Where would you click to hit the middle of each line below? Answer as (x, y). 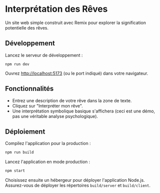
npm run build (20, 152)
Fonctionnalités (29, 89)
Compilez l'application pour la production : (48, 143)
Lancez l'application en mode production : (48, 162)
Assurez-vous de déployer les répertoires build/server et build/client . (78, 186)
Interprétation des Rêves (56, 9)
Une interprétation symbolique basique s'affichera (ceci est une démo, (84, 111)
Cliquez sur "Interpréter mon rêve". (48, 106)
